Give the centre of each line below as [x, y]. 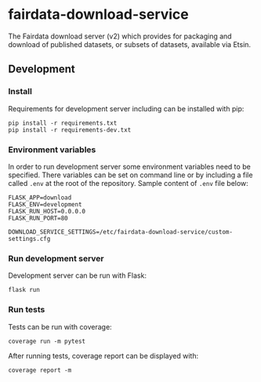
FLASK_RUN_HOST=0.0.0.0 [47, 211]
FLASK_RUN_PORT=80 [38, 218]
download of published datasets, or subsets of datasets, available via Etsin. [130, 44]
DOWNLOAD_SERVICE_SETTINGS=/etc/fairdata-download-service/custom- [121, 232]
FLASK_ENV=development [45, 204]
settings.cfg [29, 238]
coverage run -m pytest [47, 341]
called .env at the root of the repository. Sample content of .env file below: [128, 183]
